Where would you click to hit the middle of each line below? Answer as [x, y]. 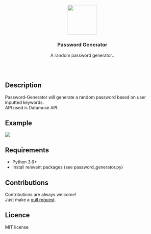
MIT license [17, 227]
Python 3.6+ [25, 162]
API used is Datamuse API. [32, 107]
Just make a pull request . [31, 200]
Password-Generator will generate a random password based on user [75, 97]
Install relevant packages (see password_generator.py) [68, 167]
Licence [18, 215]
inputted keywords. [25, 102]
